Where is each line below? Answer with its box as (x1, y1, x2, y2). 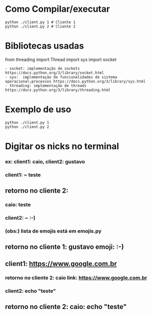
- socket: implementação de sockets (5, 66, 80, 71)
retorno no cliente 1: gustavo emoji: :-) (5, 243, 124, 251)
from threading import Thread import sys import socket (5, 57, 117, 62)
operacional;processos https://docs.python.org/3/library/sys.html (5, 79, 146, 84)
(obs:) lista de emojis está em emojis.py (5, 228, 102, 234)
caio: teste (5, 201, 31, 208)
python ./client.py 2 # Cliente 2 (5, 24, 76, 29)
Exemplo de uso (5, 104, 72, 115)
